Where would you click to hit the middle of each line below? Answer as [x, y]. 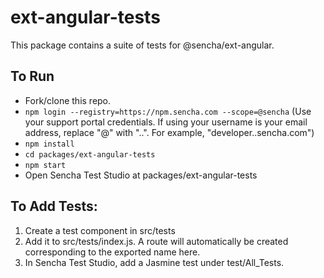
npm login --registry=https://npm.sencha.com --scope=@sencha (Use [168, 111]
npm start [45, 165]
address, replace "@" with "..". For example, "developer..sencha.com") [169, 132]
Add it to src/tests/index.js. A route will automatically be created [156, 241]
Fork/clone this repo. [68, 100]
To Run [32, 76]
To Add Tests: [54, 206]
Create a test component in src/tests [100, 230]
